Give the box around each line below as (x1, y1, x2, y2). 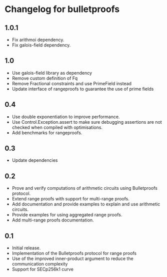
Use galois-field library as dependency (11, 70, 92, 76)
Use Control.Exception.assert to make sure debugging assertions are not (11, 119, 162, 125)
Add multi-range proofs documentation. (11, 217, 94, 223)
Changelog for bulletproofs (4, 4, 120, 15)
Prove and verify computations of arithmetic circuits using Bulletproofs (11, 185, 158, 191)
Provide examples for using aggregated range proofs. (11, 212, 122, 218)
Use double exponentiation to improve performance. (11, 114, 120, 120)
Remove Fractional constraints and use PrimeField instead (11, 80, 132, 86)
